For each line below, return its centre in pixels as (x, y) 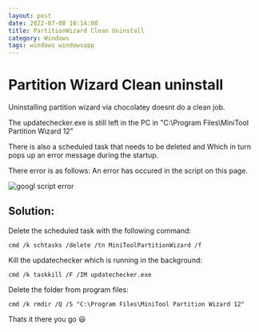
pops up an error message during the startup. (84, 155)
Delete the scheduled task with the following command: (100, 230)
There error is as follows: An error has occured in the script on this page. (128, 171)
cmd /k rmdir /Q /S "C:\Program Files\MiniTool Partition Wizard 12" (127, 304)
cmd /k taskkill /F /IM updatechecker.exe (80, 274)
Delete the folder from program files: (69, 290)
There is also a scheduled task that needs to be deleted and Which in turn (130, 147)
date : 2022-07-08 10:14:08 (53, 23)
